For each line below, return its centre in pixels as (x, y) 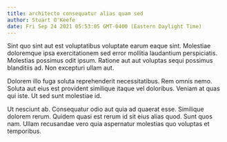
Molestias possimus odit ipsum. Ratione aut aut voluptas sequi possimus (110, 61)
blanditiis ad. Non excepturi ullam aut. (61, 68)
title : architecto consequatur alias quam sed (75, 13)
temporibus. (24, 131)
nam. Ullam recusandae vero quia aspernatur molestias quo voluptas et (108, 124)
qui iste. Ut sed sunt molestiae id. (55, 96)
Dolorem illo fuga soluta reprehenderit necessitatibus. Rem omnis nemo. (110, 81)
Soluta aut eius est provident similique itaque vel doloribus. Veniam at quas (114, 89)
